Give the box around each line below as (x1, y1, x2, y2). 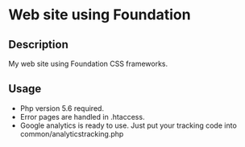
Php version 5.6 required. (19, 103, 105, 113)
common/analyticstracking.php (19, 129, 124, 138)
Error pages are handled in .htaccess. (19, 112, 145, 121)
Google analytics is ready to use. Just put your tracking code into (19, 120, 238, 130)
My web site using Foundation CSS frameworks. (8, 59, 168, 68)
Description (8, 38, 69, 51)
